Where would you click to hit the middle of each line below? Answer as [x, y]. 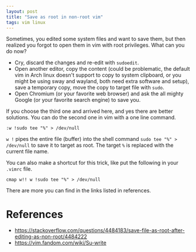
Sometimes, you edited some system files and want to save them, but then [96, 39]
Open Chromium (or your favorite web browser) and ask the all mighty [99, 94]
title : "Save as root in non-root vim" [55, 17]
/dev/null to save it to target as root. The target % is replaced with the [90, 145]
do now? [16, 51]
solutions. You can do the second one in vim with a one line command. [91, 118]
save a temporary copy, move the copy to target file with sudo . [90, 88]
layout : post [22, 11]
